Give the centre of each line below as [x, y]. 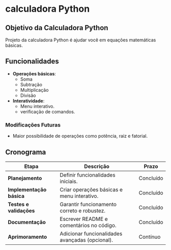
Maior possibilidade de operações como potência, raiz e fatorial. [80, 136]
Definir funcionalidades [88, 175]
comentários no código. [88, 225]
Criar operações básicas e [91, 189]
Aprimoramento [27, 237]
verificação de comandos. [48, 111]
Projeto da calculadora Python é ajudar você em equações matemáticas [81, 40]
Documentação [27, 222]
